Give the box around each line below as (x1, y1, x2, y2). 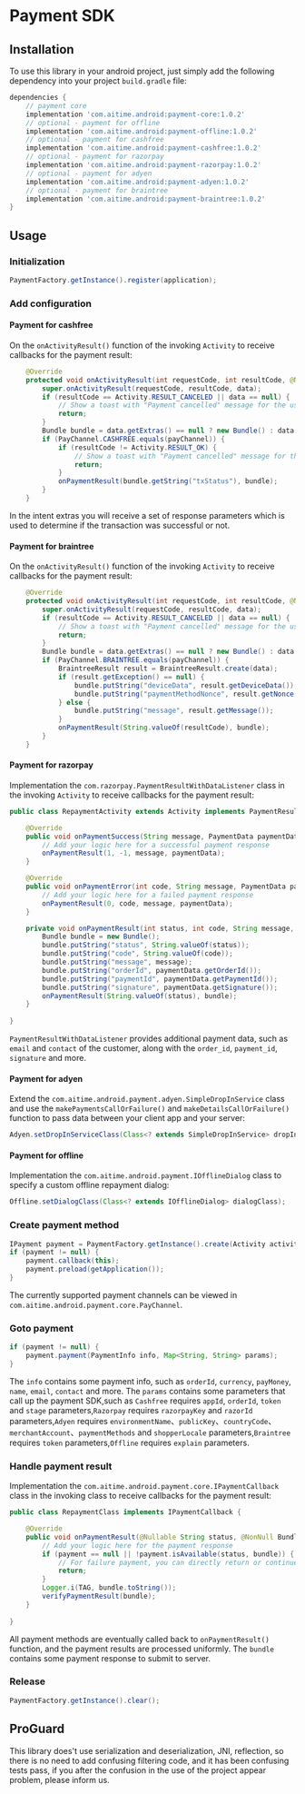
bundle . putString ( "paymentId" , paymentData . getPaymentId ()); (42, 974, 279, 984)
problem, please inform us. (9, 1774, 111, 1785)
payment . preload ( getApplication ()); (25, 1264, 165, 1274)
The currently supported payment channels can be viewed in (9, 1289, 238, 1300)
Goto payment (9, 1322, 74, 1334)
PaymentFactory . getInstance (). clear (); (9, 1696, 161, 1705)
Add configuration (9, 297, 93, 310)
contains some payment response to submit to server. (9, 1652, 212, 1663)
